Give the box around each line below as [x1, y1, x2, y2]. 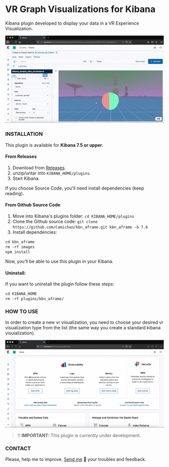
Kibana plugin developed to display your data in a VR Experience [5, 20, 139, 26]
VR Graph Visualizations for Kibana [5, 4, 156, 15]
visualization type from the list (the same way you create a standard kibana [5, 325, 161, 331]
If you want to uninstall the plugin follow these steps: [5, 281, 115, 287]
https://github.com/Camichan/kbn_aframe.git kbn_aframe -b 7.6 [12, 225, 148, 230]
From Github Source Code [5, 202, 60, 208]
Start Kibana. [12, 175, 40, 181]
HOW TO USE [5, 308, 39, 315]
